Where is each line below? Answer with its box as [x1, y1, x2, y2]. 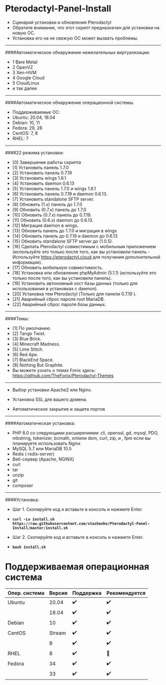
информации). [12, 259, 42, 265]
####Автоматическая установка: [5, 420, 76, 426]
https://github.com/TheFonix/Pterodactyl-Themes [12, 372, 114, 378]
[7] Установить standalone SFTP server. [12, 196, 95, 202]
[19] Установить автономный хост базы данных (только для [12, 280, 138, 286]
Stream [49, 630, 66, 636]
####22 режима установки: [5, 150, 64, 156]
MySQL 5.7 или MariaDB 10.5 [12, 445, 72, 451]
